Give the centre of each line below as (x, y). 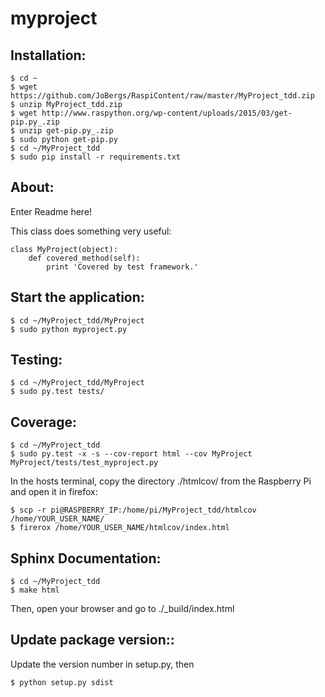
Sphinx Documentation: (86, 558)
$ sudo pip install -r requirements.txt (96, 157)
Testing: (36, 360)
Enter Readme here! (51, 211)
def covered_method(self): (84, 258)
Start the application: (77, 297)
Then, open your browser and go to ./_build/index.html (122, 609)
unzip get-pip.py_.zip (66, 131)
